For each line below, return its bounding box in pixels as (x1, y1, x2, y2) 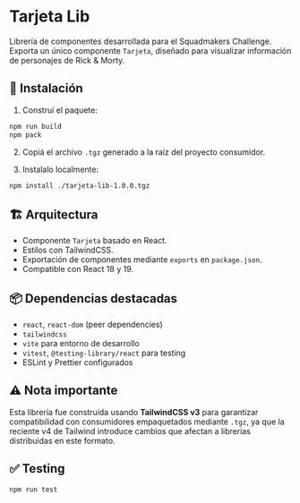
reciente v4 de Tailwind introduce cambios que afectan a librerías (9, 425, 251, 436)
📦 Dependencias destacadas (9, 291, 177, 306)
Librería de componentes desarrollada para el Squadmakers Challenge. (9, 36, 272, 47)
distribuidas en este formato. (9, 435, 116, 446)
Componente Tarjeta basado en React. (21, 235, 167, 246)
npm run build (9, 122, 63, 131)
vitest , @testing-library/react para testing (21, 347, 186, 358)
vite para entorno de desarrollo (21, 338, 141, 348)
